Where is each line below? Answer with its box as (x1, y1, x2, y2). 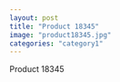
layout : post (9, 13, 59, 23)
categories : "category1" (9, 38, 104, 48)
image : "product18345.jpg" (9, 30, 112, 39)
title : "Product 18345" (9, 22, 100, 31)
